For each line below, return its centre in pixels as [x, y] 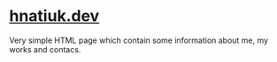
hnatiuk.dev [54, 16]
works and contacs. [45, 49]
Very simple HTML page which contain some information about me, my [138, 40]
